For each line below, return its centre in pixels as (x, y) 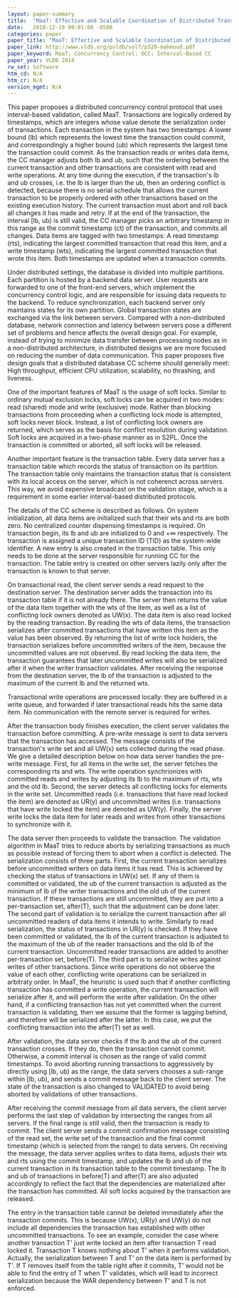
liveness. (20, 378)
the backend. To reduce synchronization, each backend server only (106, 303)
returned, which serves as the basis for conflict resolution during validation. (118, 430)
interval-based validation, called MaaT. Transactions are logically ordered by (119, 115)
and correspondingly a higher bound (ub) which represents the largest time (118, 145)
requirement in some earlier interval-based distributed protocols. (102, 497)
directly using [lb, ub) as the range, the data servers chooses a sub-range (116, 1071)
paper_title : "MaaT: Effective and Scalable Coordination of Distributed (119, 41)
